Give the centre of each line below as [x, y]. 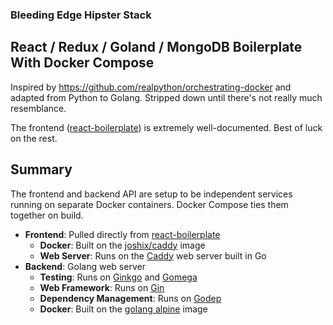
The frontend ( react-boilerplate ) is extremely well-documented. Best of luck [166, 127]
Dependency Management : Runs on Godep [130, 298]
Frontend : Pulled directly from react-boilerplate [122, 234]
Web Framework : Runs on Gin [102, 287]
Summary [41, 169]
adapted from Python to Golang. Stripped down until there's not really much [166, 97]
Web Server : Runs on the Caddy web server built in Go [153, 255]
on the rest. [34, 138]
